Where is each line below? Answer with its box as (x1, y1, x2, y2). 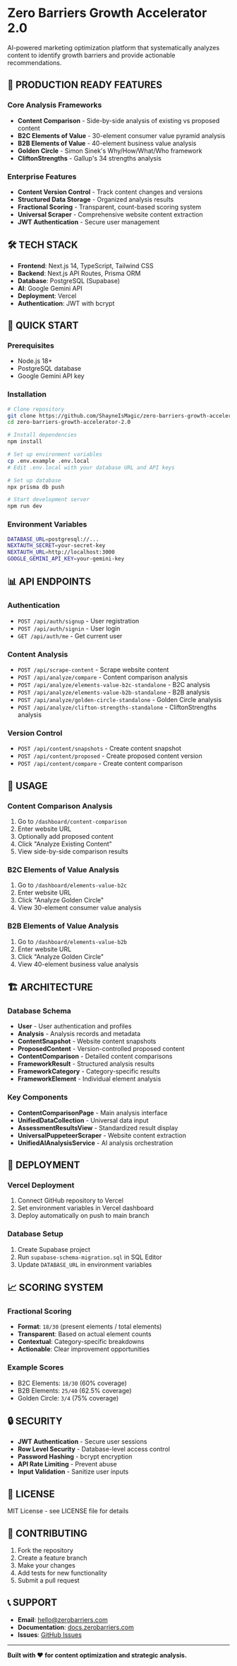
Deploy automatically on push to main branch (17, 1212, 150, 1220)
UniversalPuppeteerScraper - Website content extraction (17, 1131, 187, 1139)
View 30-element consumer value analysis (17, 904, 142, 912)
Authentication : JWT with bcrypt (17, 299, 115, 307)
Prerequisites (7, 341, 54, 351)
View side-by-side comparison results (17, 847, 128, 856)
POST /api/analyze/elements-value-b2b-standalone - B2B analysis (17, 688, 210, 696)
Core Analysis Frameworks (7, 100, 102, 110)
